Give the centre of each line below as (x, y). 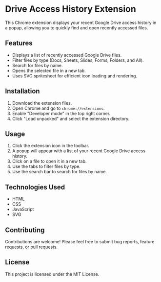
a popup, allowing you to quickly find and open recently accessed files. (77, 27)
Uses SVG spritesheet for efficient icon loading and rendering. (75, 76)
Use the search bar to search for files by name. (60, 172)
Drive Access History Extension (71, 9)
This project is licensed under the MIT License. (52, 274)
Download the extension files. (42, 103)
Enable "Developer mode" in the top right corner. (61, 113)
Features (19, 43)
